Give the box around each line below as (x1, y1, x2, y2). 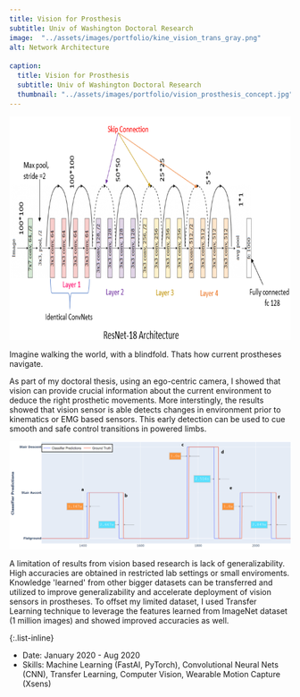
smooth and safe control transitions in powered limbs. (9, 423, 207, 434)
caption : (9, 62, 42, 71)
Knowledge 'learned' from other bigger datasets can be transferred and (9, 577, 273, 588)
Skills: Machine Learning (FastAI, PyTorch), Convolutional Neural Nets (21, 659, 279, 670)
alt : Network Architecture (9, 43, 110, 52)
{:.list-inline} (9, 633, 54, 643)
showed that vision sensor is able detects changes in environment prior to (9, 404, 281, 415)
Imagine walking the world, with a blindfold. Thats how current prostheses (9, 349, 282, 360)
